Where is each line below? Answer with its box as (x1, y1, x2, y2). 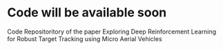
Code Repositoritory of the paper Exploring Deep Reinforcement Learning (7, 27, 216, 36)
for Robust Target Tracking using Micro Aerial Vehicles (7, 34, 162, 42)
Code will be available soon (7, 5, 167, 21)
